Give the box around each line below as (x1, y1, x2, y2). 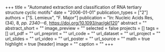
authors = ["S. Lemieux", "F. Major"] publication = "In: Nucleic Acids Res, (5, 15, 154, 20)
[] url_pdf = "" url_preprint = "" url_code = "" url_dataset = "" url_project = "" (5, 31, 161, 36)
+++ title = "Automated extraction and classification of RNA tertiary (5, 4, 142, 10)
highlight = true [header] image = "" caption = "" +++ (5, 41, 114, 47)
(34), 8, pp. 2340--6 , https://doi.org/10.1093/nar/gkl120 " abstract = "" (5, 20, 147, 26)
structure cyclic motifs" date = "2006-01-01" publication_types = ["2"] (5, 9, 148, 15)
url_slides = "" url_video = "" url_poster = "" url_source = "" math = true (5, 36, 150, 42)
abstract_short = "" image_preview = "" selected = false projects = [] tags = (5, 25, 159, 31)
